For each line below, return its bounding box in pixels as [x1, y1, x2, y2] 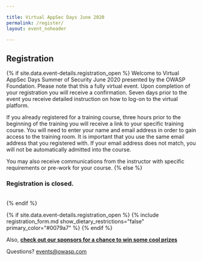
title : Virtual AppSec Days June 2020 [6, 14, 105, 20]
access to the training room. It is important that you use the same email [6, 133, 184, 141]
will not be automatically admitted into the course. [6, 146, 131, 153]
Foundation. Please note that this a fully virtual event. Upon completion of [6, 83, 190, 90]
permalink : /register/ [6, 19, 64, 26]
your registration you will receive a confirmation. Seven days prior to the [6, 89, 187, 96]
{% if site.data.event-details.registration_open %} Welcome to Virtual [6, 69, 179, 77]
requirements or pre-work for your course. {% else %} [6, 164, 143, 172]
